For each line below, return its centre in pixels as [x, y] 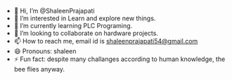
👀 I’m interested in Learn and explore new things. [85, 18]
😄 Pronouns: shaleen [45, 51]
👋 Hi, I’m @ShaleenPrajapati [54, 11]
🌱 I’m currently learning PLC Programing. [73, 26]
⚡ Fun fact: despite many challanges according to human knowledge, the [120, 59]
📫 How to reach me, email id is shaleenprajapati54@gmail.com [106, 41]
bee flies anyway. [39, 69]
